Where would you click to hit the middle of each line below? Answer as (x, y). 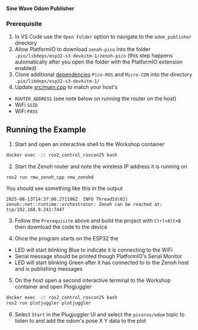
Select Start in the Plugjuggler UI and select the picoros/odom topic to (100, 315)
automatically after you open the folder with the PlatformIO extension (99, 62)
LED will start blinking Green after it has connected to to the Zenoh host (102, 263)
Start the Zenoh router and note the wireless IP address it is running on (101, 166)
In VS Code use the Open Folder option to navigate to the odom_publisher (103, 36)
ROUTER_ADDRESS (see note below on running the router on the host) (95, 99)
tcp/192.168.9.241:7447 (35, 210)
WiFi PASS (26, 111)
